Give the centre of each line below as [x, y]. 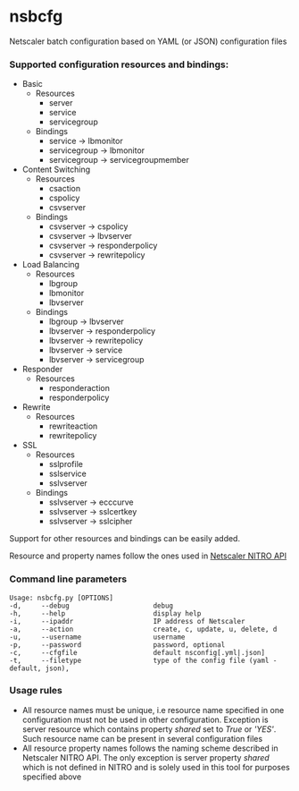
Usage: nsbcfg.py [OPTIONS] [62, 598]
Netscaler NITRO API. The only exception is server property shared [145, 757]
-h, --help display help [105, 613]
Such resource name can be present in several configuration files [142, 738]
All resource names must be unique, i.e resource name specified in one [153, 710]
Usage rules [36, 691]
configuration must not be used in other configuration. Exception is [145, 719]
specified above [52, 777]
